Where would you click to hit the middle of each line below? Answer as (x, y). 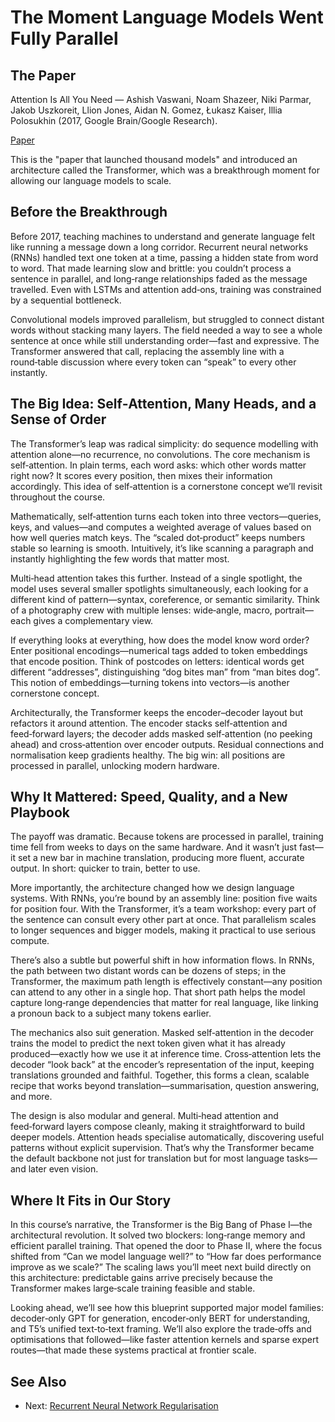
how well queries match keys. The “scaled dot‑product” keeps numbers (158, 537)
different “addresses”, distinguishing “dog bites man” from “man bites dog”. (165, 672)
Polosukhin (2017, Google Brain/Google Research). (114, 120)
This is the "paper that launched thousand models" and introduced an (154, 159)
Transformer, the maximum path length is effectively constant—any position (166, 982)
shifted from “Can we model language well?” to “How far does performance (166, 1257)
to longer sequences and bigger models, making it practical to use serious (163, 930)
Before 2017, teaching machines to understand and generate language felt (163, 236)
